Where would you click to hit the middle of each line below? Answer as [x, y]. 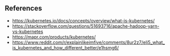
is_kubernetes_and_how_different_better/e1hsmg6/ [65, 47]
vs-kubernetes [28, 31]
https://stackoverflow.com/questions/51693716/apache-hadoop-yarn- [86, 26]
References [23, 8]
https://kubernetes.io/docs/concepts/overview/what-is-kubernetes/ [83, 20]
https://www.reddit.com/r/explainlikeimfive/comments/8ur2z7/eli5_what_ [88, 42]
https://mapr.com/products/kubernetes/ [54, 37]
